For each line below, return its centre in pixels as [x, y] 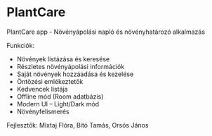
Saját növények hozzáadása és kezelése [75, 74]
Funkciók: [21, 45]
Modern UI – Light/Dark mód [58, 104]
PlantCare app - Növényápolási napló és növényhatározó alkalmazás [106, 32]
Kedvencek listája [42, 89]
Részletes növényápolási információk [71, 66]
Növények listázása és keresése [63, 59]
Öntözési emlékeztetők [50, 81]
